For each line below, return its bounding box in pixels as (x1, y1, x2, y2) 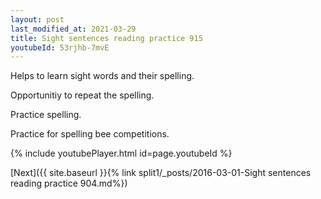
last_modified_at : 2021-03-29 (10, 24, 137, 34)
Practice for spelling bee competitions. (10, 128, 170, 140)
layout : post (10, 14, 65, 25)
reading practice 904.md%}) (10, 177, 128, 190)
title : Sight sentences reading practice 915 (10, 33, 203, 43)
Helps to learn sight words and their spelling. (10, 70, 195, 82)
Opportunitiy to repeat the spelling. (10, 89, 155, 101)
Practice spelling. (10, 109, 82, 121)
